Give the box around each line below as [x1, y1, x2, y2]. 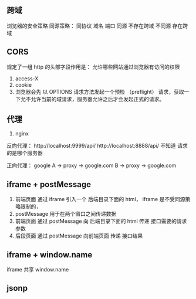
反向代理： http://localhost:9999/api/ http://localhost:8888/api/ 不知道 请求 [6, 142, 188, 149]
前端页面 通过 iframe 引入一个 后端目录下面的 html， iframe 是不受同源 [15, 196, 185, 203]
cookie [15, 81, 32, 88]
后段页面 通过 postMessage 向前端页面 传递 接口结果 [15, 232, 143, 239]
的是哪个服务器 [6, 149, 43, 157]
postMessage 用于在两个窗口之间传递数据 [15, 210, 117, 218]
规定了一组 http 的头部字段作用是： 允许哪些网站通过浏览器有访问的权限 [6, 63, 180, 70]
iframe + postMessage [6, 179, 92, 189]
